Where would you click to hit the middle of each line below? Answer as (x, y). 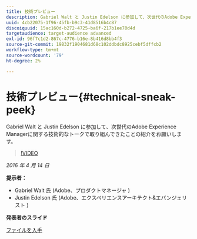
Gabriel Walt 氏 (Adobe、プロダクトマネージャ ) (72, 190)
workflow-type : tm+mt (33, 50)
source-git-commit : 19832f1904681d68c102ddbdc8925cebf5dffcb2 (84, 45)
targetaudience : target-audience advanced (59, 34)
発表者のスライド (27, 218)
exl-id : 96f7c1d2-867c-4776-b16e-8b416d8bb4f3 (64, 39)
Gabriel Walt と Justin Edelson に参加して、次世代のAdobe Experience (91, 127)
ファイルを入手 (24, 230)
